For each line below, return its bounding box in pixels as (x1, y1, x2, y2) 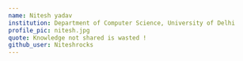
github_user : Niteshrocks (8, 41, 93, 49)
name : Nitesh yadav (8, 11, 73, 20)
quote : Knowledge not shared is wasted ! (8, 33, 147, 42)
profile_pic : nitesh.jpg (8, 26, 90, 34)
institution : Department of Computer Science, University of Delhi (8, 19, 236, 27)
